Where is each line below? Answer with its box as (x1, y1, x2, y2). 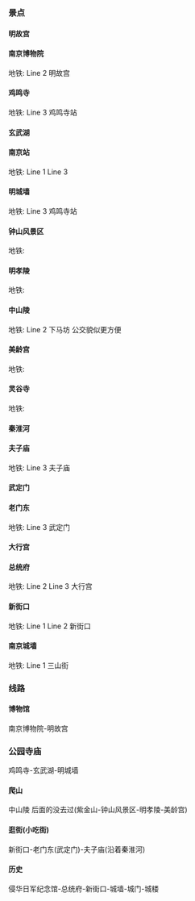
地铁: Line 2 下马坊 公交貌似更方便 (8, 324, 122, 334)
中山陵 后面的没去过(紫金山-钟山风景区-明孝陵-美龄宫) (8, 805, 188, 815)
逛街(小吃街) (8, 824, 50, 834)
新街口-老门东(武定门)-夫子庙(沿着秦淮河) (8, 845, 146, 854)
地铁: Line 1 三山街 (8, 660, 69, 670)
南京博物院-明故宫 (8, 724, 68, 733)
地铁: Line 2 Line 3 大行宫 (8, 582, 93, 591)
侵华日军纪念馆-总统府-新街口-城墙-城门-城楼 (8, 883, 160, 893)
